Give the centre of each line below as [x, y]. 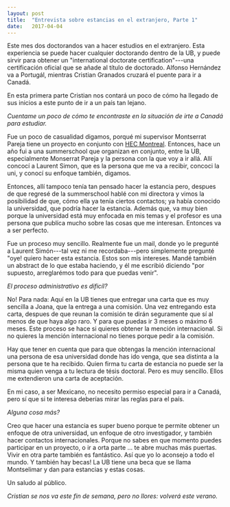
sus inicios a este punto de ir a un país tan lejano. [77, 103]
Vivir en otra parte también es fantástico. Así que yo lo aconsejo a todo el [111, 455]
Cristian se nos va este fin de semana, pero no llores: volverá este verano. [113, 496]
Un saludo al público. [37, 483]
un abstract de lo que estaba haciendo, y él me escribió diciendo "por [106, 266]
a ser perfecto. [28, 230]
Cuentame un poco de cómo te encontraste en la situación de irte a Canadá [115, 116]
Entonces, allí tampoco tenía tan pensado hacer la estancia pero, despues [112, 187]
